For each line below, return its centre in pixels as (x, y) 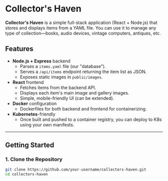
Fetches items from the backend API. (58, 87)
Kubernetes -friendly (34, 114)
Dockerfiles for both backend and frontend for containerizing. (83, 108)
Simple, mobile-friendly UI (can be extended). (67, 98)
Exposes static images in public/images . (61, 77)
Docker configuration (34, 103)
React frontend (28, 82)
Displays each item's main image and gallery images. (74, 92)
